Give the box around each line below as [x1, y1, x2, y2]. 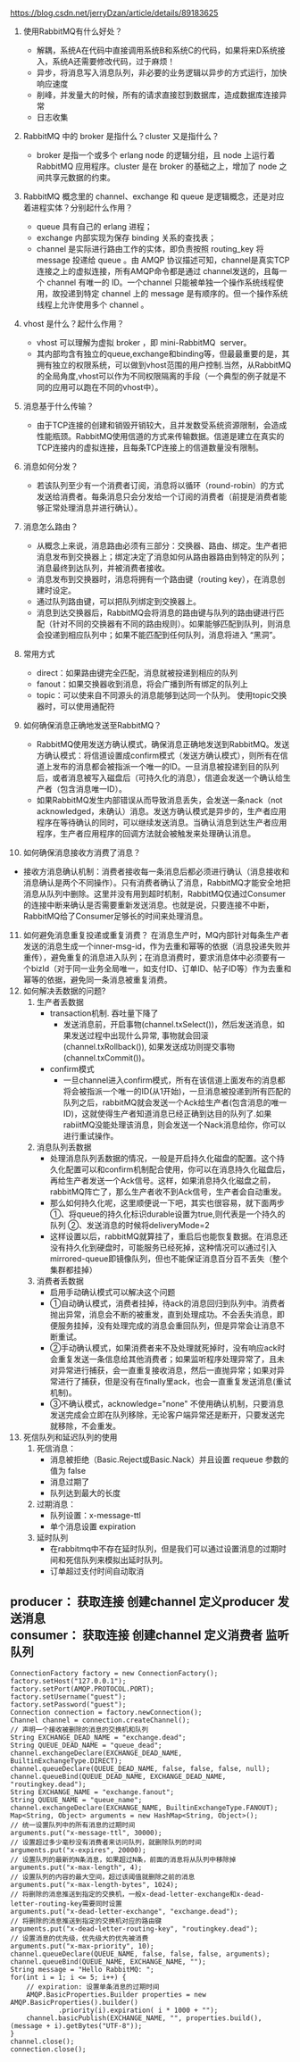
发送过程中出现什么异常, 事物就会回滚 [71, 1030, 209, 1041]
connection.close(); [10, 2044, 87, 2054]
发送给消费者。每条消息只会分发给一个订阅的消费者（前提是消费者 [36, 491, 279, 502]
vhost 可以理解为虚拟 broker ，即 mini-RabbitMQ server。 [36, 337, 252, 347]
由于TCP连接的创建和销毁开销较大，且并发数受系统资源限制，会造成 [36, 420, 287, 430]
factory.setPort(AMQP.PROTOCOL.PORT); [10, 1684, 154, 1693]
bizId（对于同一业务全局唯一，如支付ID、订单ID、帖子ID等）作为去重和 [30, 963, 292, 974]
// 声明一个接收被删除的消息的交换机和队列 [10, 1725, 149, 1734]
